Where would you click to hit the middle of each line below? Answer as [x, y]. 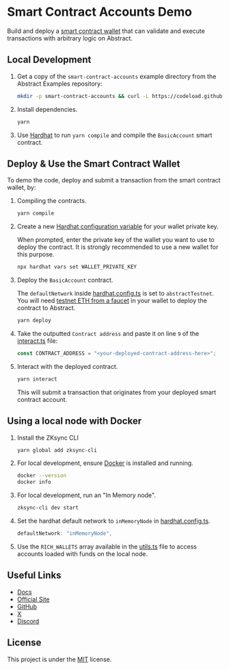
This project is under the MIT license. [59, 659]
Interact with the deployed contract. [67, 366]
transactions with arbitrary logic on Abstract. [70, 38]
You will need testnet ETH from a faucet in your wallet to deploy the [112, 301]
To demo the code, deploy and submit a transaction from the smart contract [114, 180]
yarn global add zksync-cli [57, 450]
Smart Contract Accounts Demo [100, 12]
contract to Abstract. [46, 308]
